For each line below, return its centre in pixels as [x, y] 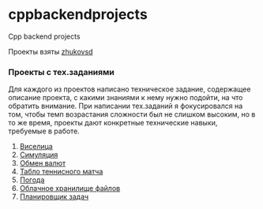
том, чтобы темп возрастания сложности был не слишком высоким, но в [132, 114]
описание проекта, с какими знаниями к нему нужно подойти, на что [126, 98]
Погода [32, 180]
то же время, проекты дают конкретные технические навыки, [113, 123]
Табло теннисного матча [61, 172]
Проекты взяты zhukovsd [51, 51]
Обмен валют [43, 163]
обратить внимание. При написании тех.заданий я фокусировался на [126, 106]
